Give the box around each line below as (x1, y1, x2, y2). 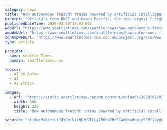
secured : (5, 118, 23, 123)
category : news (5, 7, 37, 12)
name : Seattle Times (9, 53, 52, 58)
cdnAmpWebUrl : (5, 35, 35, 40)
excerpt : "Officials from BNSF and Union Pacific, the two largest (5, 16, 148, 21)
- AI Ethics (9, 81, 35, 86)
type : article (5, 40, 35, 45)
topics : (5, 67, 21, 72)
